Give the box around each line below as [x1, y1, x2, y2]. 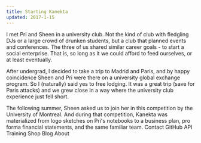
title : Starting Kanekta [6, 8, 68, 15]
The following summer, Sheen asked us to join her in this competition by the [6, 104, 193, 111]
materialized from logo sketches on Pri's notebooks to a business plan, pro [6, 117, 190, 124]
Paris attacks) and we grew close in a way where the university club [6, 86, 174, 94]
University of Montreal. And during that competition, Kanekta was [6, 111, 168, 118]
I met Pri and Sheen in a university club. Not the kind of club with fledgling [6, 30, 189, 38]
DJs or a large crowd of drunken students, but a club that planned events [6, 37, 187, 44]
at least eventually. [6, 56, 53, 63]
